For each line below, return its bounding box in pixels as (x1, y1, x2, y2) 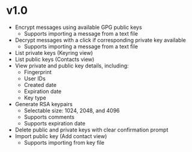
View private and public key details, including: (14, 62, 129, 69)
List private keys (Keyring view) (14, 49, 93, 56)
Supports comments (23, 113, 75, 121)
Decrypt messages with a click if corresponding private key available (14, 36, 187, 43)
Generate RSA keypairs (14, 100, 73, 107)
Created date (23, 81, 57, 88)
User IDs (23, 75, 46, 82)
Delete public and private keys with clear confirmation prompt (14, 126, 169, 133)
